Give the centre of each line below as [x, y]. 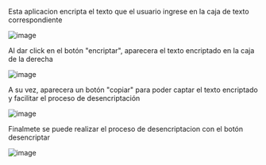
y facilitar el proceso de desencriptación [74, 98]
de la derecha [31, 59]
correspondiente [35, 20]
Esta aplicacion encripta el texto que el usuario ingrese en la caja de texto [129, 12]
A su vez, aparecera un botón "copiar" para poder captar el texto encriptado [133, 90]
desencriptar [29, 137]
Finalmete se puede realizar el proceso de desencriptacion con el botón [126, 129]
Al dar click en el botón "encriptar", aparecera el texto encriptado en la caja [131, 50]
